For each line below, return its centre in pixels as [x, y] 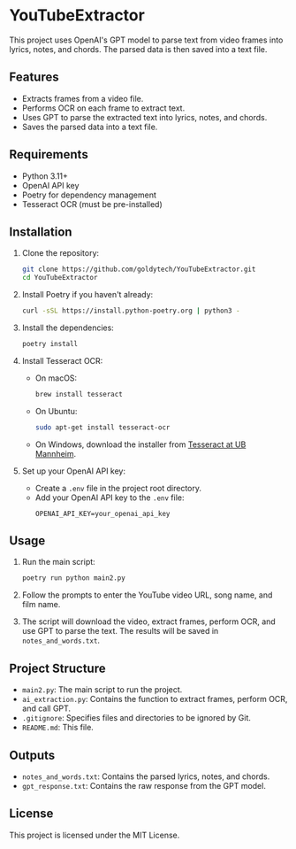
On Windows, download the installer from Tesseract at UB [140, 444]
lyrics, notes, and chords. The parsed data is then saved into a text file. [138, 49]
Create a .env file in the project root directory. [118, 488]
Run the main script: [58, 562]
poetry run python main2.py [73, 578]
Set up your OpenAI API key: [74, 471]
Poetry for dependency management [89, 195]
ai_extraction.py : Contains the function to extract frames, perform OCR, [155, 699]
